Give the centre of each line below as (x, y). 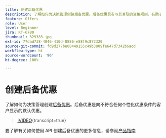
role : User (16, 23)
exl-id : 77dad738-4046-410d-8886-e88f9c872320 (54, 42)
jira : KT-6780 (20, 32)
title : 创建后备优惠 (24, 10)
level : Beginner (22, 28)
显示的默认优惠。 (27, 110)
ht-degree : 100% (22, 60)
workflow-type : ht (24, 51)
